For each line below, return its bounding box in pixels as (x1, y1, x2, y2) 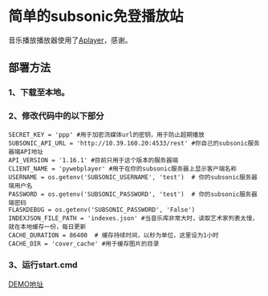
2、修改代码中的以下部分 (8, 110, 104, 122)
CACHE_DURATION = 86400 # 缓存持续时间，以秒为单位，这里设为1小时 (8, 231, 219, 239)
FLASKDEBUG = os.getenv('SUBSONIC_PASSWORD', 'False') (8, 206, 196, 214)
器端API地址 (8, 147, 44, 156)
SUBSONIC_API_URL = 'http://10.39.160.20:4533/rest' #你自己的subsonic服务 (8, 139, 260, 147)
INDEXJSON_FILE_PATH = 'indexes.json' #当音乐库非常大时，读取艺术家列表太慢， (8, 214, 258, 222)
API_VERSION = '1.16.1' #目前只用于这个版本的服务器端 (8, 156, 179, 164)
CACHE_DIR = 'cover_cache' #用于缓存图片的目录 (8, 239, 160, 248)
